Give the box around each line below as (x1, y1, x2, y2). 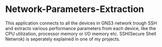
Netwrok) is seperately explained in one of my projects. (5, 36, 120, 42)
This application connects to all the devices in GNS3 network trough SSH (5, 20, 157, 26)
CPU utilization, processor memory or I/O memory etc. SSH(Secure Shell (5, 30, 156, 36)
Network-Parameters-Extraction (5, 3, 144, 15)
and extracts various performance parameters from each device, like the (5, 25, 156, 31)
